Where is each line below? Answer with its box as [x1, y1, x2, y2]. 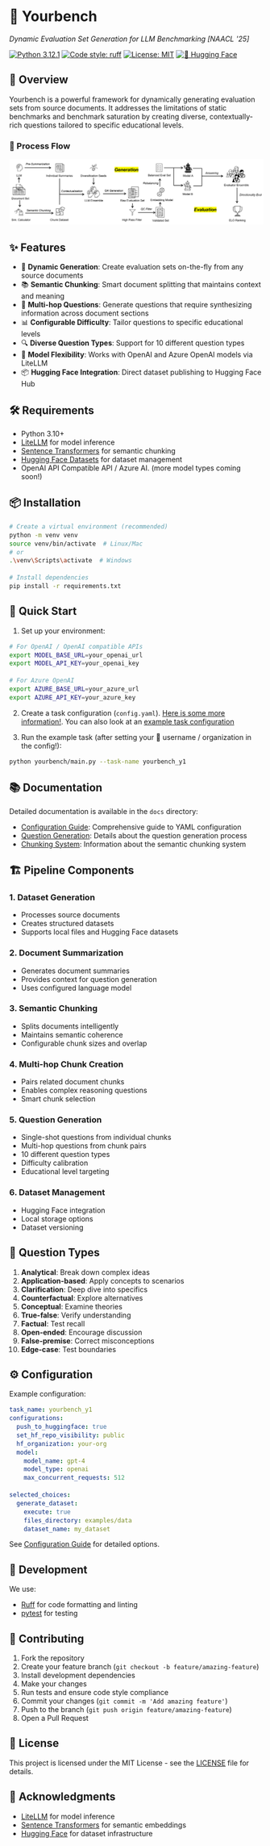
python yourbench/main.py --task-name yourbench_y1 [9, 758, 186, 766]
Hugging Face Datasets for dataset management [20, 455, 183, 465]
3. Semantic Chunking [9, 1003, 98, 1014]
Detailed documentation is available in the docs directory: [9, 806, 198, 816]
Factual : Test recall [20, 1318, 85, 1328]
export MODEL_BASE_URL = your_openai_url [9, 651, 143, 659]
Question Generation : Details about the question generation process [20, 830, 247, 840]
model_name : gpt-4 [23, 1456, 85, 1465]
